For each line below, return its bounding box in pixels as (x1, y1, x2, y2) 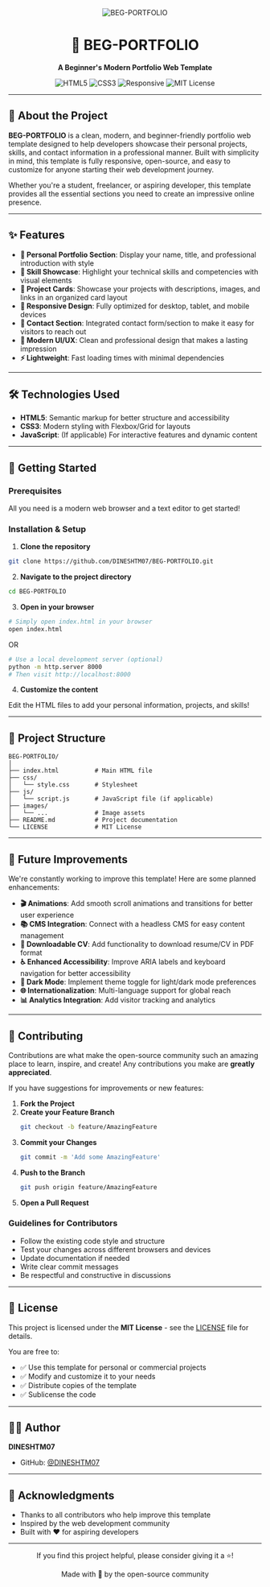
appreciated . (8, 1067, 52, 1077)
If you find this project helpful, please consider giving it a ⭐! (36, 1551, 234, 1560)
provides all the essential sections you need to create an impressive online (8, 188, 255, 198)
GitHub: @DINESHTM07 (19, 1457, 100, 1468)
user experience (19, 910, 75, 920)
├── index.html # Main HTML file (8, 767, 153, 775)
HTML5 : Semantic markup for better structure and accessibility (19, 413, 231, 423)
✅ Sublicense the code (19, 1389, 96, 1399)
